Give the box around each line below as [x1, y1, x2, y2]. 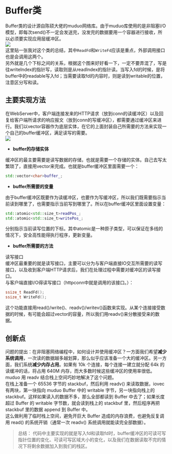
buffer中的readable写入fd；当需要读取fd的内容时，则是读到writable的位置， [5, 72, 165, 79]
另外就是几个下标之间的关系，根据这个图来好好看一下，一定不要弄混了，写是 [5, 60, 167, 66]
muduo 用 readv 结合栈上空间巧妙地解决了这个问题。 [5, 374, 117, 380]
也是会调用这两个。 [5, 53, 46, 60]
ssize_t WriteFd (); [5, 295, 47, 300]
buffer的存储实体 [12, 146, 49, 152]
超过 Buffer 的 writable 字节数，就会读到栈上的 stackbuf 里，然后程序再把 [5, 399, 160, 406]
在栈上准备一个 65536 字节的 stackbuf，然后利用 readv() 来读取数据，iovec [5, 380, 165, 387]
